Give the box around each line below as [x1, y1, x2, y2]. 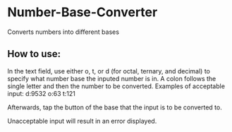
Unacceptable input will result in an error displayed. [7, 116, 157, 125]
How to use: [7, 48, 61, 60]
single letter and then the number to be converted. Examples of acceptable [7, 82, 226, 90]
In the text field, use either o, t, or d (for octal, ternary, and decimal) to [7, 66, 210, 75]
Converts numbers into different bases [7, 28, 120, 36]
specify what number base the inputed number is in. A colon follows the [7, 74, 216, 83]
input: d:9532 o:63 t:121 [7, 89, 76, 97]
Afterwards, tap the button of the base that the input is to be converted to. [7, 103, 222, 112]
